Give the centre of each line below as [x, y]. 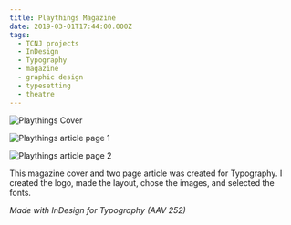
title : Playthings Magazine [63, 18]
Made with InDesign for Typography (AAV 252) [98, 210]
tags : [20, 35]
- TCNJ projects [48, 43]
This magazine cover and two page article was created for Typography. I [146, 173]
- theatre [36, 94]
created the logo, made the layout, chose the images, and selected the [142, 182]
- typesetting [44, 86]
